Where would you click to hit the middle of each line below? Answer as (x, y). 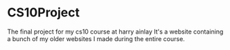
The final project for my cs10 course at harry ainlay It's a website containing (115, 32)
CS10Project (44, 13)
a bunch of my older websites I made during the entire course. (96, 38)
